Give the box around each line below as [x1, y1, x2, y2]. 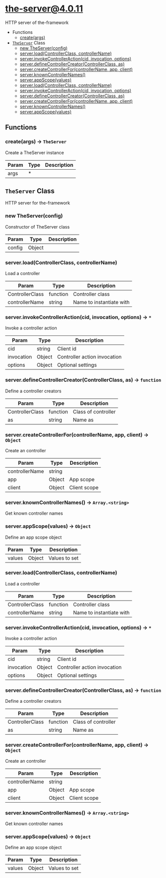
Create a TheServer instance [5, 149, 64, 155]
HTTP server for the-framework [5, 200, 71, 206]
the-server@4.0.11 [5, 3, 83, 14]
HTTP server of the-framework [5, 19, 69, 25]
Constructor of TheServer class [5, 224, 70, 230]
